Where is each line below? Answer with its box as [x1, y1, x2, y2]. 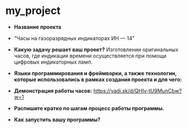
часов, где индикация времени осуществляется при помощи [13, 52, 167, 59]
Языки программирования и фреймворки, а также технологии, [13, 69, 177, 76]
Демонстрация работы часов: [13, 87, 92, 94]
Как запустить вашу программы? [13, 116, 100, 123]
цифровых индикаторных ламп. [13, 58, 93, 65]
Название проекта [13, 23, 62, 30]
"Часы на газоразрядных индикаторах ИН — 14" [13, 34, 135, 41]
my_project [5, 4, 61, 18]
